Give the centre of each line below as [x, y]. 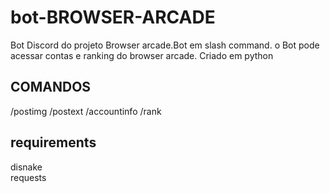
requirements [53, 142]
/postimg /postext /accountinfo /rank [86, 111]
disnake [26, 167]
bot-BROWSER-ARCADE [113, 17]
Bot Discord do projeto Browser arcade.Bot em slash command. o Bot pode [165, 45]
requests [28, 177]
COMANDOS [51, 87]
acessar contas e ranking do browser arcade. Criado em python [142, 55]
